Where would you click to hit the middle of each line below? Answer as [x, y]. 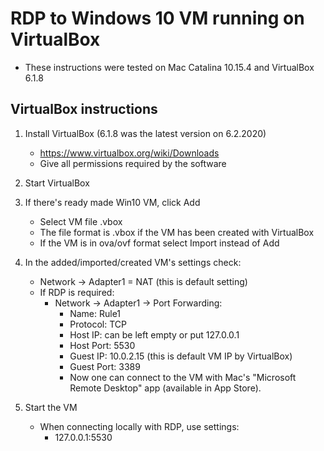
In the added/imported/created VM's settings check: [133, 262]
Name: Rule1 [95, 313]
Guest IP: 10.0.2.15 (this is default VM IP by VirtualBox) [181, 356]
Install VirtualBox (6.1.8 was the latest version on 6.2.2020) [145, 133]
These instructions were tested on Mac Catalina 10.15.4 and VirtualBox [169, 67]
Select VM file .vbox [81, 221]
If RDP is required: [77, 292]
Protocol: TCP [98, 324]
